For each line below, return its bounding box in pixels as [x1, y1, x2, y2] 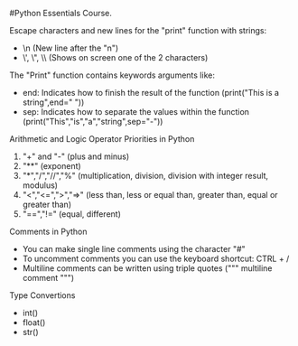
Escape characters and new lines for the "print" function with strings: [9, 25, 267, 35]
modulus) [22, 180, 59, 191]
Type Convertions [9, 290, 76, 301]
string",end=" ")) [22, 97, 85, 108]
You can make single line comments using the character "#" [22, 244, 246, 254]
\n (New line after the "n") [22, 42, 119, 53]
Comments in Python [9, 226, 88, 237]
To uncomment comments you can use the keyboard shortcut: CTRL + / [22, 253, 290, 264]
